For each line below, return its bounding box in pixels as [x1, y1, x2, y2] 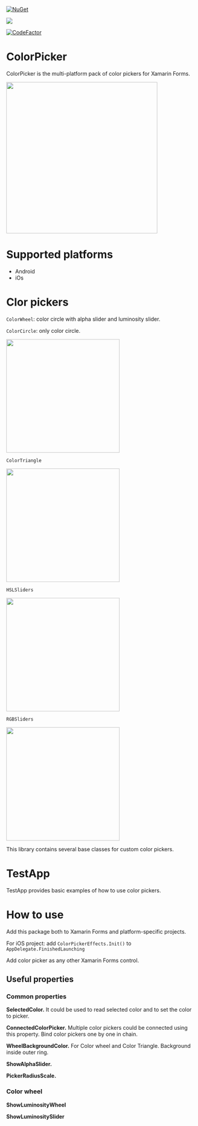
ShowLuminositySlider [6, 1113, 65, 1120]
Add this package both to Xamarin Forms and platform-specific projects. [6, 928, 187, 935]
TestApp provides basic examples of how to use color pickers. [6, 886, 161, 894]
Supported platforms [6, 248, 113, 261]
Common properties [6, 992, 67, 1001]
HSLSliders [6, 587, 34, 593]
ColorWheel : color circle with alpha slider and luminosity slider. [6, 315, 161, 322]
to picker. [6, 1012, 30, 1020]
